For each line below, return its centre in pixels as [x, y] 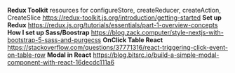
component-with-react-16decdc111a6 [61, 62]
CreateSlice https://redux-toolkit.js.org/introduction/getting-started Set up [115, 18]
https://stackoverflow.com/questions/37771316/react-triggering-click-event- [117, 47]
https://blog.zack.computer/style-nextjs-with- [157, 32]
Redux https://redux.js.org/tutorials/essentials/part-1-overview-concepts [113, 25]
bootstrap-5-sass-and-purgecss [54, 40]
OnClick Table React [133, 40]
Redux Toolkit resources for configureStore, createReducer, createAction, [114, 10]
